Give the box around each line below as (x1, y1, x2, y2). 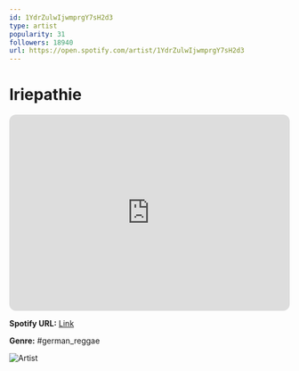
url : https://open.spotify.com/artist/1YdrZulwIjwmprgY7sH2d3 (9, 46, 245, 55)
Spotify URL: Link (9, 318, 75, 329)
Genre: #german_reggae (9, 335, 101, 346)
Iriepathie (9, 85, 82, 105)
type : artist (9, 21, 58, 30)
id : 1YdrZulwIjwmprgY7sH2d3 (9, 12, 114, 22)
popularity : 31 (9, 29, 66, 38)
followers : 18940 (9, 37, 74, 47)
